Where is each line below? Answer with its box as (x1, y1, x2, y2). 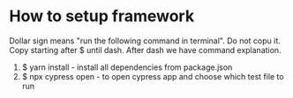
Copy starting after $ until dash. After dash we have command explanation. (9, 44, 282, 55)
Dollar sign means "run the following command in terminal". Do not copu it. (9, 35, 281, 46)
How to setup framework (9, 6, 195, 26)
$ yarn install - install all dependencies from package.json (21, 62, 233, 72)
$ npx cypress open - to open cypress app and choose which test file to (21, 71, 284, 81)
